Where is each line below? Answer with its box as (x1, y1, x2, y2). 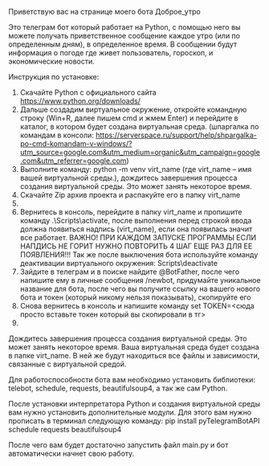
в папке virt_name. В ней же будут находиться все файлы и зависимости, (8, 351, 260, 360)
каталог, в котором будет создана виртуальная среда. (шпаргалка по (19, 122, 259, 131)
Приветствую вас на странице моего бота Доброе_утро (8, 7, 201, 16)
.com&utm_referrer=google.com (19, 156, 127, 166)
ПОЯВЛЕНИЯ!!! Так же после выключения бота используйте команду (19, 250, 259, 260)
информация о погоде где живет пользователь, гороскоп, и (8, 48, 214, 57)
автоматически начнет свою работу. (8, 449, 135, 458)
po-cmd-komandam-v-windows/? (19, 139, 132, 148)
